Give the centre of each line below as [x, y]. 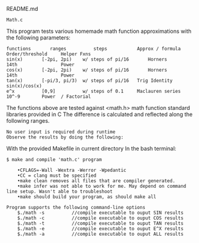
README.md [22, 9]
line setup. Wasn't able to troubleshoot [60, 191]
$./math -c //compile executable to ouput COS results [100, 218]
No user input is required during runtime [61, 132]
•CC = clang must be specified [57, 176]
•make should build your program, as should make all [87, 197]
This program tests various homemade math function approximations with [99, 31]
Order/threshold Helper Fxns [49, 54]
